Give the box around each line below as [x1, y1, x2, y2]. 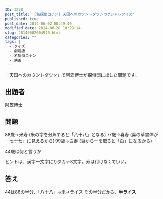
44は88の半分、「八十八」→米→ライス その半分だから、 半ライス [5, 189, 136, 195]
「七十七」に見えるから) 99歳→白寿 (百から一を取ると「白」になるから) [5, 138, 152, 144]
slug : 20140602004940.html [5, 30, 61, 35]
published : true [5, 16, 39, 21]
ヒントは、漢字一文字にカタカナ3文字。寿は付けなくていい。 [5, 159, 130, 164]
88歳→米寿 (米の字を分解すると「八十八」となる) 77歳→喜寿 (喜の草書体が [5, 131, 158, 137]
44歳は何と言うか [5, 148, 42, 154]
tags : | [5, 40, 21, 44]
